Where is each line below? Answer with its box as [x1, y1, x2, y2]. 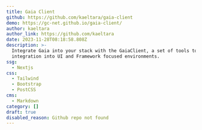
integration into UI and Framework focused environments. [11, 53, 161, 59]
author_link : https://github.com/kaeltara [6, 31, 114, 37]
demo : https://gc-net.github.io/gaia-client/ [6, 20, 122, 26]
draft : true [6, 109, 36, 115]
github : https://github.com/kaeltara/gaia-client [6, 14, 133, 20]
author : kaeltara [6, 25, 50, 32]
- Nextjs [11, 64, 34, 71]
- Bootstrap [11, 81, 42, 87]
